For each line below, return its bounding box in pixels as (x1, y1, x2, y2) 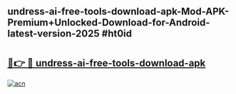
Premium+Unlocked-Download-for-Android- (7, 17, 210, 29)
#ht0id (101, 28, 132, 40)
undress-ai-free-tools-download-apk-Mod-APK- (7, 6, 230, 18)
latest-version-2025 (7, 28, 100, 40)
